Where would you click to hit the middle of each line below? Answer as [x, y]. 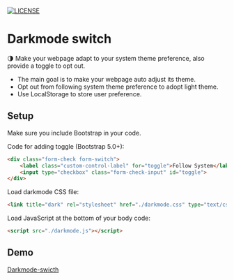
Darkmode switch [60, 39]
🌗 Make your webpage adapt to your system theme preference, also [106, 58]
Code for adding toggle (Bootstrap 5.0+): [66, 146]
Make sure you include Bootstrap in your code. [74, 133]
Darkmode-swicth [33, 270]
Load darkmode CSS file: [43, 192]
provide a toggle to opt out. [46, 66]
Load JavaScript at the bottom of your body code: [79, 218]
